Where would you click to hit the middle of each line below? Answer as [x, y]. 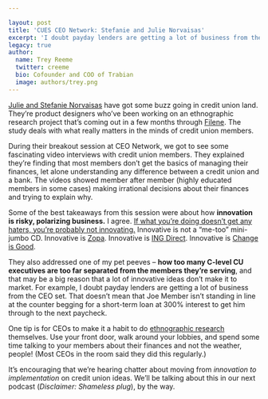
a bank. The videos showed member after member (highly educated [120, 180]
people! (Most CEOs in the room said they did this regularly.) [107, 353]
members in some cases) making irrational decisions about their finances [129, 188]
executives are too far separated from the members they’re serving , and [130, 270]
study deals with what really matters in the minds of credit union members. [131, 130]
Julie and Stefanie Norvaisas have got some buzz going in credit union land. [133, 105]
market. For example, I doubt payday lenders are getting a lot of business [128, 287]
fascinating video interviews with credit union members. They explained [126, 154]
